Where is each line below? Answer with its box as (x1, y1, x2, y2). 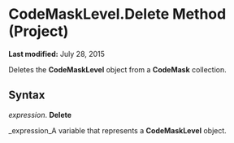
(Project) (8, 22, 69, 41)
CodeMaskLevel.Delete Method (8, 5, 227, 24)
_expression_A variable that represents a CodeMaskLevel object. (8, 125, 227, 135)
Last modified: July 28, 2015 (8, 49, 106, 58)
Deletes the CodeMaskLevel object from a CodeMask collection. (8, 64, 227, 74)
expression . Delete (8, 110, 71, 119)
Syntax (8, 89, 45, 102)
